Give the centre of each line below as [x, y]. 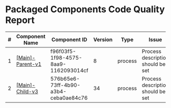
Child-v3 [27, 91]
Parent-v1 [29, 64]
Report [20, 20]
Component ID [69, 39]
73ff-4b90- [65, 85]
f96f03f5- [63, 51]
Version [103, 39]
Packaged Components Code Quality [85, 9]
